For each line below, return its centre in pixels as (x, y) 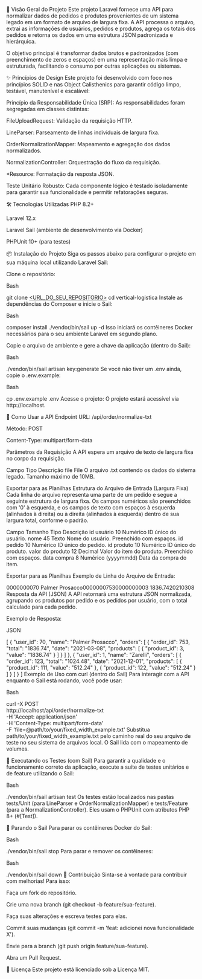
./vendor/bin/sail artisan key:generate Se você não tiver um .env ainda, (94, 369)
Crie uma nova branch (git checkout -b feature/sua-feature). (81, 904)
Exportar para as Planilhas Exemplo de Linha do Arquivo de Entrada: (91, 576)
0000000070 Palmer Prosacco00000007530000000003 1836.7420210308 (100, 587)
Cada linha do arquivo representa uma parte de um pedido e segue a (92, 495)
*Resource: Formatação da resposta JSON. (60, 174)
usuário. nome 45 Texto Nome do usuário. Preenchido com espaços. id (95, 538)
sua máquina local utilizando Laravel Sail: (57, 262)
